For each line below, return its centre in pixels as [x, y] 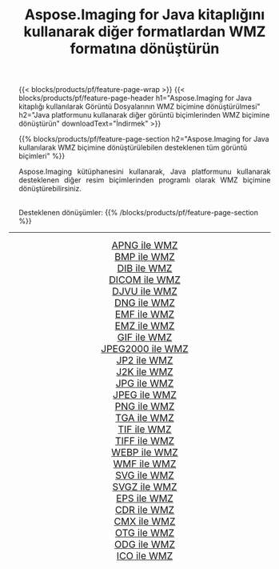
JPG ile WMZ [145, 384]
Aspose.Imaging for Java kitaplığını [145, 15]
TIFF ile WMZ [145, 441]
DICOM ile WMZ [145, 280]
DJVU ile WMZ [145, 292]
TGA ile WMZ [145, 419]
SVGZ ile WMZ [145, 487]
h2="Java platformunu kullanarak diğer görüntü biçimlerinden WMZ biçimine [144, 115]
